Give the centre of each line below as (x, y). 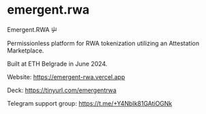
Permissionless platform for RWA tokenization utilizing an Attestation (103, 43)
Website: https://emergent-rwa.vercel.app (66, 76)
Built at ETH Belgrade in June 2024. (57, 63)
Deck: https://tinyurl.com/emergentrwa (62, 90)
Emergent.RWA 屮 (32, 29)
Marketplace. (26, 51)
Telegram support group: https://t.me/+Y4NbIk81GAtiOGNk (90, 103)
